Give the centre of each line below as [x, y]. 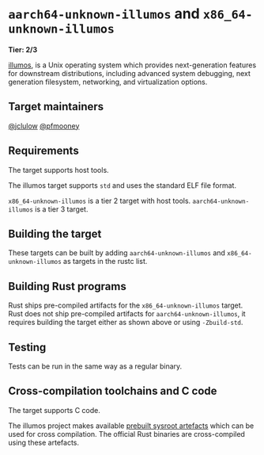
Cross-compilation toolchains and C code [113, 391]
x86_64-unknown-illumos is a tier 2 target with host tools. [100, 201]
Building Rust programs [67, 286]
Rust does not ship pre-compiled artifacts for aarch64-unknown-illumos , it [127, 314]
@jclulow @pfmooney [44, 126]
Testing [27, 347]
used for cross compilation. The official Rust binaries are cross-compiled [126, 434]
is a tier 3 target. [62, 209]
